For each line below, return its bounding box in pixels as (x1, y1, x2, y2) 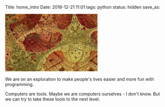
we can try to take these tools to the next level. (5, 96, 100, 102)
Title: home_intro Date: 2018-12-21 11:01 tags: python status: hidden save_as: (5, 4, 161, 10)
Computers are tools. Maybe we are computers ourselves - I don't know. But (5, 91, 160, 97)
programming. (5, 81, 34, 87)
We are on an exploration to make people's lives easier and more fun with (5, 76, 154, 82)
